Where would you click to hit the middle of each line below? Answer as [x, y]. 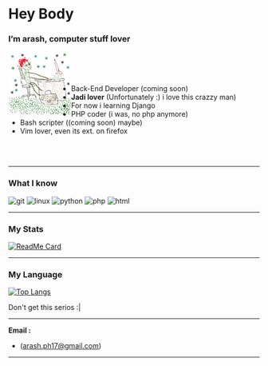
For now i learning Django [113, 105]
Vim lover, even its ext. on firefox [73, 131]
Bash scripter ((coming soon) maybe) [81, 123]
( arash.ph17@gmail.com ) [61, 346]
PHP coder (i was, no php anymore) [130, 114]
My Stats [26, 229]
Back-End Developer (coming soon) [130, 89]
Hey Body [41, 14]
